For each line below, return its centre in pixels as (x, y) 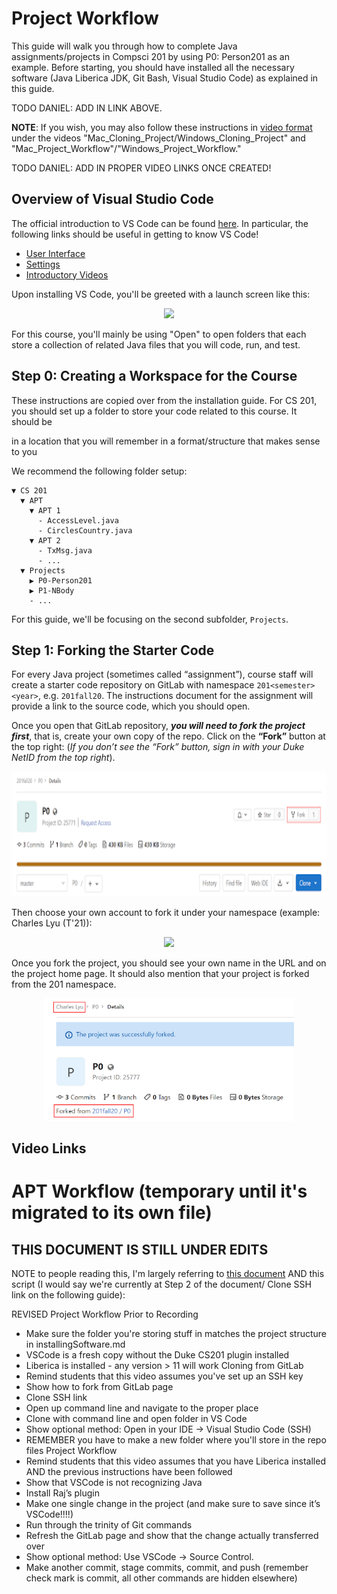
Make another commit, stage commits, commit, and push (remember (167, 1568)
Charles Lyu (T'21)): (52, 923)
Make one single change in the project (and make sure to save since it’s (173, 1504)
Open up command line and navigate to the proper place (142, 1408)
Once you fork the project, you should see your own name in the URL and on (169, 963)
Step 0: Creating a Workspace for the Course (154, 376)
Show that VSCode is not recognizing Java (114, 1483)
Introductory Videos (67, 274)
